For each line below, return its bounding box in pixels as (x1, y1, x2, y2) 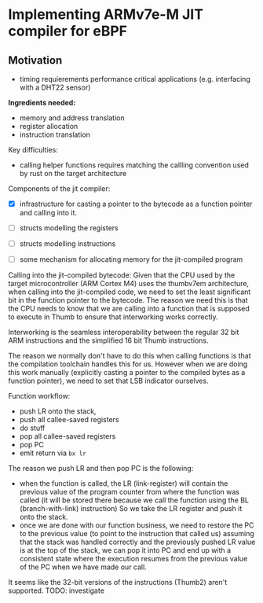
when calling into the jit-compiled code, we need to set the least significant (8, 287, 251, 296)
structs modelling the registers (19, 223, 119, 233)
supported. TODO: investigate (8, 586, 104, 595)
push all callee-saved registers (19, 415, 119, 425)
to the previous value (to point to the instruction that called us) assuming (19, 529, 255, 539)
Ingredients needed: (8, 98, 76, 107)
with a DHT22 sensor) (19, 83, 91, 92)
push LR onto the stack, (19, 406, 97, 416)
